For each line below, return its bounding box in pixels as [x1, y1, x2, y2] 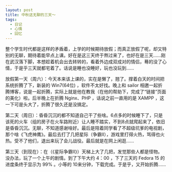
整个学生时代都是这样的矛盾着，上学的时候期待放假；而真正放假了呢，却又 [5, 46, 162, 52]
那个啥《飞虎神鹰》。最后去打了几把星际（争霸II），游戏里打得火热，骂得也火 [5, 131, 165, 137]
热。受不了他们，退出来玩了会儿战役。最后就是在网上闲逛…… [5, 138, 135, 143]
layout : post [5, 7, 33, 13]
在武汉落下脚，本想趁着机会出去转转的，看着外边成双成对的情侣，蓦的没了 [5, 59, 162, 64]
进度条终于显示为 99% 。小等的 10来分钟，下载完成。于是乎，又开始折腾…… [5, 161, 166, 167]
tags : [5, 17, 17, 22]
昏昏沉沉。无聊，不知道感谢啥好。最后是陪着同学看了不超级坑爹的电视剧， [9, 125, 167, 131]
